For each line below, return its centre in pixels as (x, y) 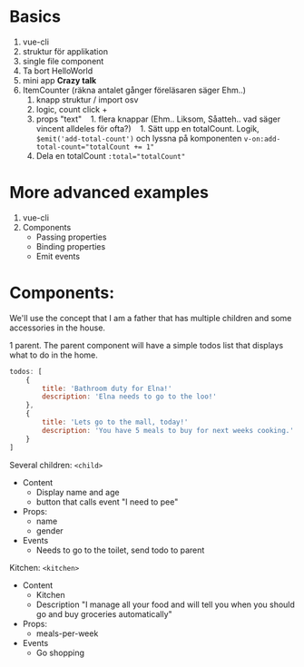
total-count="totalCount (83, 147)
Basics (35, 17)
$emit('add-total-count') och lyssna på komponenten (139, 138)
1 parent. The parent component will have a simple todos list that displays (147, 345)
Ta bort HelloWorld (58, 71)
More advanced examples (109, 193)
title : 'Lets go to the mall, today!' (115, 422)
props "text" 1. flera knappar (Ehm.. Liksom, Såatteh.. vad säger (158, 119)
